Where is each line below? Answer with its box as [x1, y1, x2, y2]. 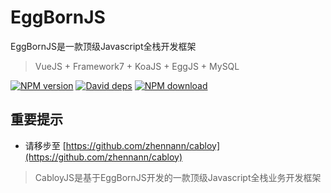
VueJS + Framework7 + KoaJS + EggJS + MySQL [34, 60, 240, 72]
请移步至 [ [24, 139, 67, 151]
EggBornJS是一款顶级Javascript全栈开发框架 [10, 40, 197, 52]
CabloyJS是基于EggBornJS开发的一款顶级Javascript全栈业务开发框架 [34, 171, 322, 183]
